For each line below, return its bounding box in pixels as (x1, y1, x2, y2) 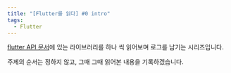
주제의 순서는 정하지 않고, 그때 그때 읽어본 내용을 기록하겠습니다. (7, 58, 185, 66)
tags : (7, 17, 23, 24)
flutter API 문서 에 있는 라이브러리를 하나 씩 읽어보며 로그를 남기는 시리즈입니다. (7, 43, 224, 51)
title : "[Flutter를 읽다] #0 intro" (7, 10, 111, 17)
